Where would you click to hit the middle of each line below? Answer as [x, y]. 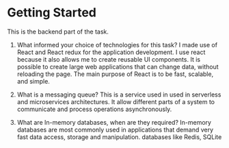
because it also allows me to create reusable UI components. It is [108, 59]
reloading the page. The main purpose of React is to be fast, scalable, [115, 74]
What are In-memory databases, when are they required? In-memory [114, 122]
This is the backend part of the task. [58, 32]
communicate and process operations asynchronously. [94, 109]
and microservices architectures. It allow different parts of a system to [116, 101]
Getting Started [52, 13]
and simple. [33, 81]
